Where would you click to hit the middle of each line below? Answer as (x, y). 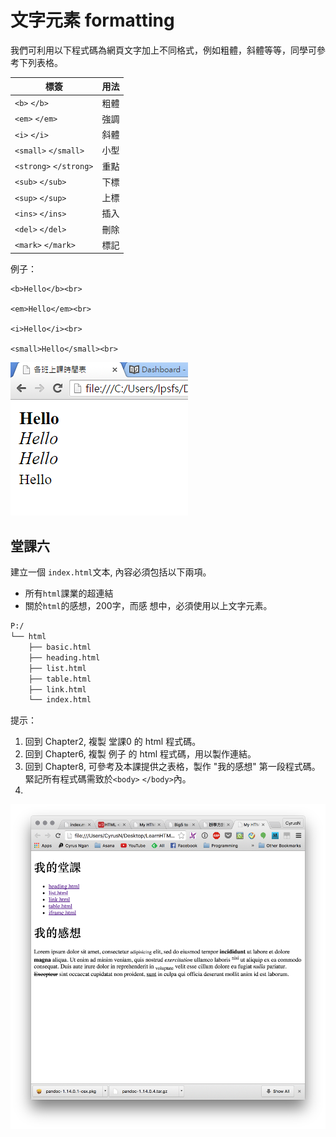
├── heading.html (64, 657)
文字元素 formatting (92, 20)
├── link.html (57, 689)
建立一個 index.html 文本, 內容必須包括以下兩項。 (111, 572)
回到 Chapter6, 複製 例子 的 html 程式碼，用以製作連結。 (140, 754)
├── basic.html (60, 647)
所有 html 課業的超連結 (69, 593)
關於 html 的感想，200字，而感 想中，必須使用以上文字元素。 (148, 606)
